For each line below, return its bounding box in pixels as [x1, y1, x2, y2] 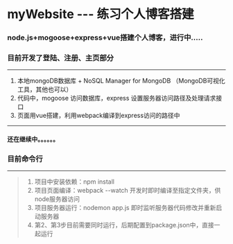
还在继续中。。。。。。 [7, 135, 59, 143]
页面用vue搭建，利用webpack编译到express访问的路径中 [17, 112, 180, 120]
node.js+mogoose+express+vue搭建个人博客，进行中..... [7, 33, 203, 42]
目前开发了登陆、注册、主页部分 [7, 53, 114, 63]
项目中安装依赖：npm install [34, 177, 114, 186]
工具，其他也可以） [17, 85, 73, 94]
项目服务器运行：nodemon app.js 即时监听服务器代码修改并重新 [34, 204, 216, 212]
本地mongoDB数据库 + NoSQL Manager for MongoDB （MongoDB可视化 [17, 77, 225, 85]
